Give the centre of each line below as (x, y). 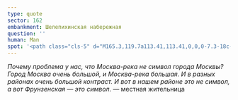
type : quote (25, 14)
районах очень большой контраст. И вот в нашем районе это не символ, (119, 81)
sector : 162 (25, 20)
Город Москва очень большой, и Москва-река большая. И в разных (111, 74)
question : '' (27, 33)
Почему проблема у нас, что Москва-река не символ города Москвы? (115, 67)
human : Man (23, 40)
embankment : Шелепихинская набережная (64, 27)
